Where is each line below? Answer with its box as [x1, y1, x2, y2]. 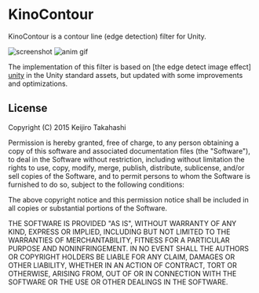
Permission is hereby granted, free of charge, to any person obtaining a [8, 138, 239, 147]
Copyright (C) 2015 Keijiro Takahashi [8, 122, 126, 132]
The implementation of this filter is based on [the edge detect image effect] [8, 61, 251, 72]
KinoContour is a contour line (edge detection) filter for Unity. [8, 32, 206, 41]
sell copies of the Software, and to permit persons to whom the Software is [8, 171, 251, 180]
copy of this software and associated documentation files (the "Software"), [8, 146, 251, 155]
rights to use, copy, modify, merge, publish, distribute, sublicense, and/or [8, 163, 245, 172]
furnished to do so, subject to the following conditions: [8, 180, 184, 189]
